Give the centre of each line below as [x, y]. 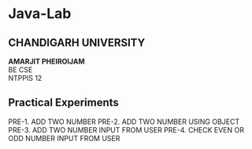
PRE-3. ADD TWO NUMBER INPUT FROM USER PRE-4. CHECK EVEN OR [126, 129]
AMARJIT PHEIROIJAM [46, 61]
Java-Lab [40, 14]
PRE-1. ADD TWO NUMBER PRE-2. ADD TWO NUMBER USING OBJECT [124, 122]
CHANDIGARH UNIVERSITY [77, 43]
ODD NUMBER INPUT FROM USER [64, 138]
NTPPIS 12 [25, 78]
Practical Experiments [64, 103]
